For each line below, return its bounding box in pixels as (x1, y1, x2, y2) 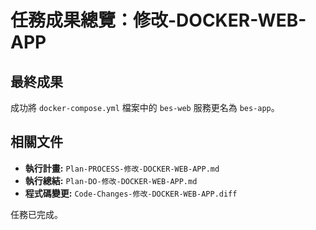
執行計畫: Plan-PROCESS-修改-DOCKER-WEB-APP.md (24, 162, 220, 174)
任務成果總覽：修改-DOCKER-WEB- (10, 9, 307, 32)
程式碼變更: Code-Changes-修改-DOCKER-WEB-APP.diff (24, 187, 238, 199)
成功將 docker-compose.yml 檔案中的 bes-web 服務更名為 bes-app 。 (10, 102, 280, 113)
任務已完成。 (10, 208, 63, 220)
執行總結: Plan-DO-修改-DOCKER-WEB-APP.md (24, 174, 198, 186)
